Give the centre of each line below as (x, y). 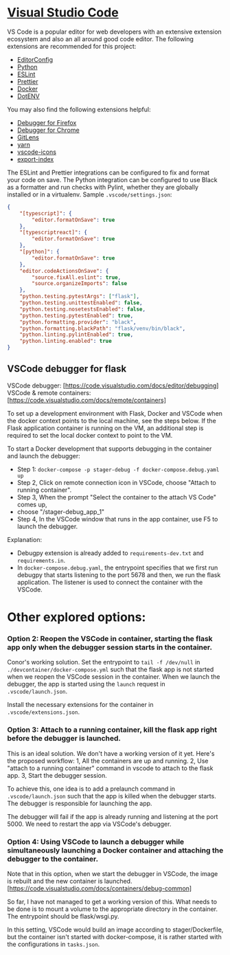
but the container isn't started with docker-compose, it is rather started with (114, 936)
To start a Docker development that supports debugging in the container (110, 449)
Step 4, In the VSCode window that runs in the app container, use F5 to (117, 519)
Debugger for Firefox (47, 122)
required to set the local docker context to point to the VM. (90, 435)
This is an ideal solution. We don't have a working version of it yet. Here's (111, 753)
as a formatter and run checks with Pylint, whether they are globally (103, 187)
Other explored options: (77, 617)
